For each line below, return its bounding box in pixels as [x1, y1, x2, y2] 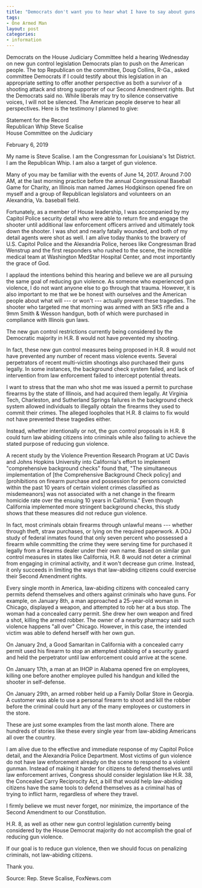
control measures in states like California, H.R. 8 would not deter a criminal [6, 553, 192, 561]
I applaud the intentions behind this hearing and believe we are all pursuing [6, 271, 193, 278]
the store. [6, 709, 30, 716]
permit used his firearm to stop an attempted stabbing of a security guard [6, 648, 189, 654]
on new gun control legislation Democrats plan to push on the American [6, 60, 185, 67]
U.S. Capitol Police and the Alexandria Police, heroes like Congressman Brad [6, 240, 197, 248]
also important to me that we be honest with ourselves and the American [6, 291, 187, 298]
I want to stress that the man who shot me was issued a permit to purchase [6, 384, 193, 390]
